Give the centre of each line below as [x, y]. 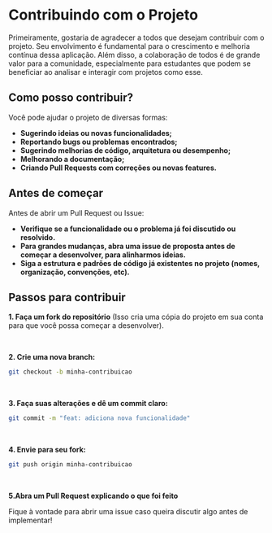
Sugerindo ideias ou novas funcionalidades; [96, 133]
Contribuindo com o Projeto [104, 15]
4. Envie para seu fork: [47, 450]
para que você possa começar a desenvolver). [86, 325]
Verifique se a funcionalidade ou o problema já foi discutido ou [128, 229]
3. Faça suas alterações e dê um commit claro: [88, 404]
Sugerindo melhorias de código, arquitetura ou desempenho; [125, 150]
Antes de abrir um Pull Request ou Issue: [76, 212]
